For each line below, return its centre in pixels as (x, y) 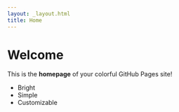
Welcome (35, 55)
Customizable (37, 103)
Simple (27, 95)
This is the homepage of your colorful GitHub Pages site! (90, 74)
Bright (26, 87)
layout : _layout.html (39, 14)
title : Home (25, 20)
